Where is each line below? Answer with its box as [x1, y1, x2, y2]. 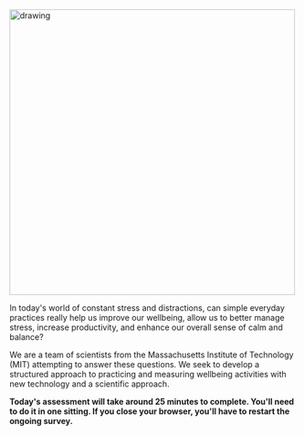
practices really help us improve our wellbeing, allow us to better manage [9, 313, 285, 323]
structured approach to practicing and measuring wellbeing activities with [9, 369, 288, 379]
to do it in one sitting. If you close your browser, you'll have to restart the [9, 406, 290, 417]
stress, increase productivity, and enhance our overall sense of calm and [9, 322, 283, 333]
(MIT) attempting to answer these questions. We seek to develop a [9, 359, 260, 369]
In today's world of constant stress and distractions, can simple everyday [9, 302, 286, 313]
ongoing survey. [9, 416, 73, 426]
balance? [9, 332, 44, 342]
